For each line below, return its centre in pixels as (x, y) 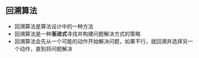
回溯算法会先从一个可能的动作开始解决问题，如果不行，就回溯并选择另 (101, 41)
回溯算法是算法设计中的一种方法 (54, 26)
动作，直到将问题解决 (46, 48)
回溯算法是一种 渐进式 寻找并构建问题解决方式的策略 (77, 33)
